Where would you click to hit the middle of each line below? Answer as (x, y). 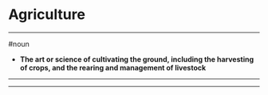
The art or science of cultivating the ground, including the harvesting (137, 59)
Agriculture (47, 15)
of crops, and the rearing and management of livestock (113, 67)
